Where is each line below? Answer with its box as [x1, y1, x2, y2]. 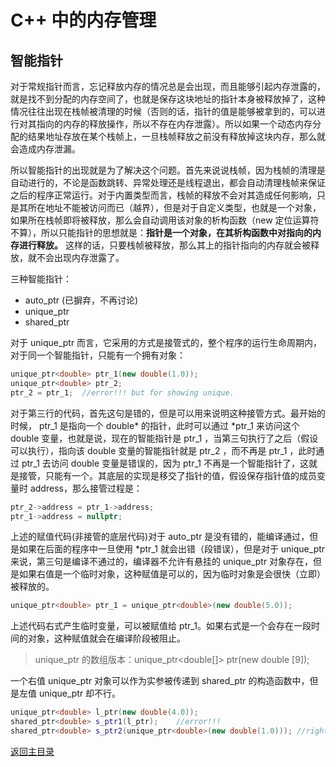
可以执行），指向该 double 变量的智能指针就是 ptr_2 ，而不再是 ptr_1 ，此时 [10, 444, 317, 456]
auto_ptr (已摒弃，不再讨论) [24, 294, 139, 306]
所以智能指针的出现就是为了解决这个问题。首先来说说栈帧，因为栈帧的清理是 [10, 164, 326, 176]
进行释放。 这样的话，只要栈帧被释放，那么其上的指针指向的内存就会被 [18, 239, 311, 251]
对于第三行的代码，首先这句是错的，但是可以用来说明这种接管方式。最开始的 [10, 407, 326, 419]
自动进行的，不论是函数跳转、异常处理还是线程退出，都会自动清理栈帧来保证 [10, 177, 326, 188]
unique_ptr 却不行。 [38, 687, 122, 700]
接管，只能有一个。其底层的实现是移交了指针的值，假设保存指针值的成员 [18, 469, 317, 481]
